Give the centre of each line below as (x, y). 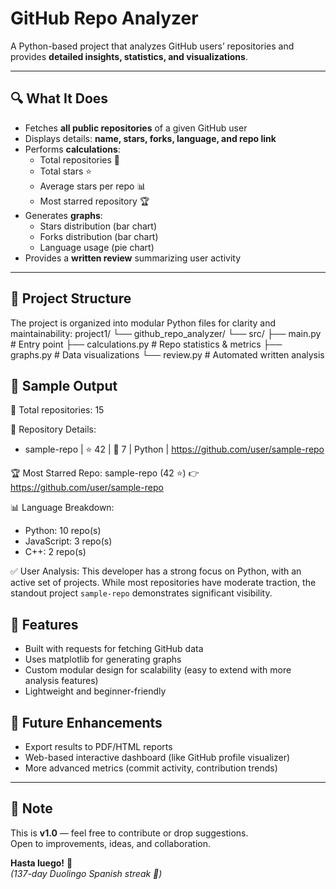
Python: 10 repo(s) (63, 531)
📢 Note (31, 808)
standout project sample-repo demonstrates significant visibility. (141, 593)
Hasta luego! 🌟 (41, 863)
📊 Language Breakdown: (62, 508)
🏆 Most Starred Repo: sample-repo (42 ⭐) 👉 (105, 473)
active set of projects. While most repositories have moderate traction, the (163, 583)
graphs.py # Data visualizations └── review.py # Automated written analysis (167, 354)
